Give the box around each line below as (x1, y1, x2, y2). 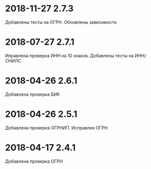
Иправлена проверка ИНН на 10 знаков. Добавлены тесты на (5, 53, 134, 58)
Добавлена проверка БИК (5, 91, 60, 97)
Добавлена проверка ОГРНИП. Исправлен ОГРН (5, 125, 108, 131)
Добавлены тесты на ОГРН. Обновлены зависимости (5, 19, 117, 25)
